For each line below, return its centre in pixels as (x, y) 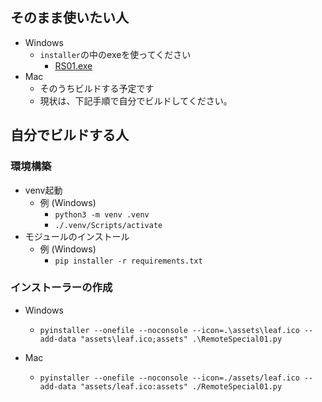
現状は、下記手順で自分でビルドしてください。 (136, 100)
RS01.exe (73, 65)
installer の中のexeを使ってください (115, 54)
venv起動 (43, 190)
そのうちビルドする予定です (97, 88)
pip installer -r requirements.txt (128, 261)
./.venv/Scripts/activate (108, 225)
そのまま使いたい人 (69, 18)
